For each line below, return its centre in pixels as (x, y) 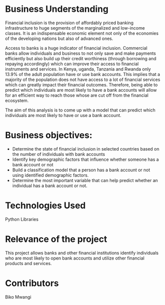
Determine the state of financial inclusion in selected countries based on (86, 149)
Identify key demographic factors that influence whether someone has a (85, 159)
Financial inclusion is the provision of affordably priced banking (69, 23)
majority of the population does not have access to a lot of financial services (83, 79)
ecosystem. (17, 100)
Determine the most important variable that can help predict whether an (85, 180)
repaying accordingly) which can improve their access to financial (72, 64)
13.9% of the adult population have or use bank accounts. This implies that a (82, 74)
